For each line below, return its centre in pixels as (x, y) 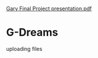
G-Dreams (32, 33)
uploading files (24, 49)
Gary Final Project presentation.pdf (49, 9)
